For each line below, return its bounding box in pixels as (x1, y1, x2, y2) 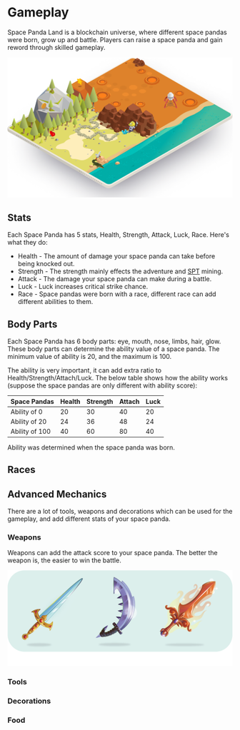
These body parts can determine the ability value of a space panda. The (7, 345, 220, 353)
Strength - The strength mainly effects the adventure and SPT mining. (17, 267, 224, 275)
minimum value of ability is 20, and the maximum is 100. (7, 353, 172, 361)
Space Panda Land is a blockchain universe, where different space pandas (7, 28, 227, 36)
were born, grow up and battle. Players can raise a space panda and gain (7, 35, 223, 44)
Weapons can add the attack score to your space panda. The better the (7, 549, 218, 557)
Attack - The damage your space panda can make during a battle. (17, 275, 212, 283)
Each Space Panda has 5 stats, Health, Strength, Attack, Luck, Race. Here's (7, 230, 230, 239)
